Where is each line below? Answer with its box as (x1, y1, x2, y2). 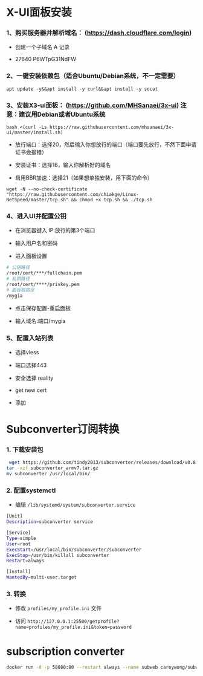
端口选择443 (14, 361, 47, 369)
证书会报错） (14, 149, 47, 156)
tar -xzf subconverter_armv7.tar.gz (6, 465, 98, 472)
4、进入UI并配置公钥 (6, 212, 66, 220)
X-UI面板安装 (6, 5, 72, 19)
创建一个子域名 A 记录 (14, 44, 70, 51)
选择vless (14, 348, 39, 356)
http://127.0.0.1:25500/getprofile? (27, 619, 120, 625)
